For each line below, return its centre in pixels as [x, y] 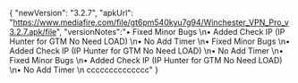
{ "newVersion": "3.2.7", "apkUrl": [72, 13]
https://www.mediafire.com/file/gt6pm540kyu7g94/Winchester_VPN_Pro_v [151, 22]
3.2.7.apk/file [33, 32]
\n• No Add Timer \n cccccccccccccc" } [84, 70]
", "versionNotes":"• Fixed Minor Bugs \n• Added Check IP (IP [171, 32]
